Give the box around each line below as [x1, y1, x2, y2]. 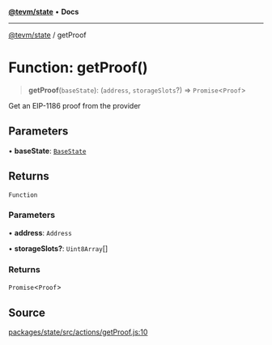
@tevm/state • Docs [8, 7, 79, 16]
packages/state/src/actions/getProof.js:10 [8, 327, 148, 337]
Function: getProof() [8, 58, 148, 77]
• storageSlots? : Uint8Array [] [8, 243, 108, 253]
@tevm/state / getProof [8, 30, 87, 40]
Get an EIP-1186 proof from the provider [8, 100, 142, 110]
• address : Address [8, 228, 73, 237]
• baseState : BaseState [8, 146, 87, 155]
